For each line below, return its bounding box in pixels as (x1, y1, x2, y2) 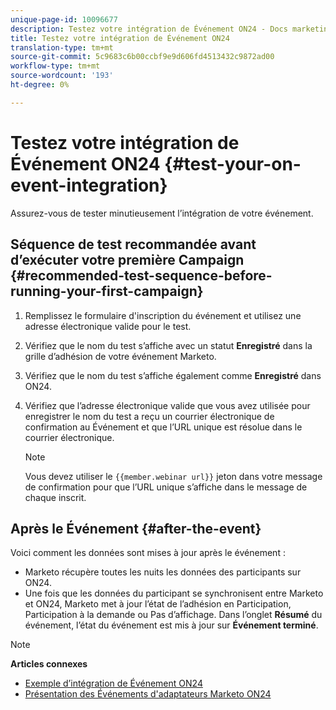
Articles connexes (10, 658, 88, 670)
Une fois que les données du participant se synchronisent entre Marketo (24, 587, 324, 600)
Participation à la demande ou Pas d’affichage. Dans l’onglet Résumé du (24, 609, 323, 621)
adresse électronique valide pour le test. (24, 320, 192, 332)
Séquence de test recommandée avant (10, 236, 257, 253)
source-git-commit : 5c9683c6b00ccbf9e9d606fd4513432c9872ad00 (10, 52, 275, 62)
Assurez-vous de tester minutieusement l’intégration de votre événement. (10, 207, 314, 219)
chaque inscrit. (24, 491, 87, 503)
